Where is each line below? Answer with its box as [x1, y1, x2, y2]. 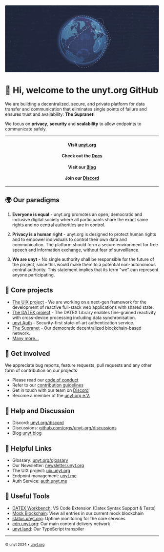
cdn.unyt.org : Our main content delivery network [12, 521, 111, 527]
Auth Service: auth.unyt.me [12, 478, 67, 484]
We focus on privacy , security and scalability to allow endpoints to [5, 121, 142, 127]
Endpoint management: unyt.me [12, 473, 77, 479]
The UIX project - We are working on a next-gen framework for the [12, 299, 147, 305]
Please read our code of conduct [12, 377, 79, 383]
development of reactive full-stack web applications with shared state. [12, 304, 154, 310]
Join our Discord [65, 175, 99, 181]
